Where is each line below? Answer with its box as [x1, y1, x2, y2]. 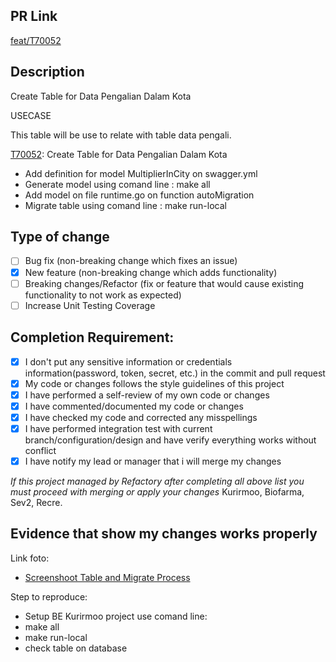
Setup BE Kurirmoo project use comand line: [24, 610, 208, 622]
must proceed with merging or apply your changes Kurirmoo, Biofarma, [10, 485, 305, 498]
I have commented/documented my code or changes [24, 400, 244, 412]
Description [10, 64, 85, 81]
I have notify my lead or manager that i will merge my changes [24, 455, 282, 467]
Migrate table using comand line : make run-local [24, 199, 227, 211]
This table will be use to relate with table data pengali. [10, 129, 232, 141]
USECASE [10, 109, 52, 121]
